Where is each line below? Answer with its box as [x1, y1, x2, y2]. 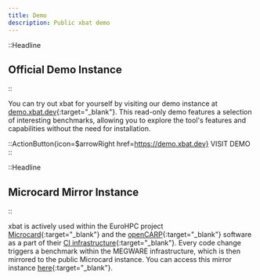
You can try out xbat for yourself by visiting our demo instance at [8, 99, 218, 108]
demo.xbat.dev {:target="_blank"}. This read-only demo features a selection [8, 107, 252, 117]
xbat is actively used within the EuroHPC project [8, 221, 164, 231]
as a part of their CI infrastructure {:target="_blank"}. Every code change [8, 238, 241, 248]
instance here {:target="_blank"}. [8, 264, 114, 273]
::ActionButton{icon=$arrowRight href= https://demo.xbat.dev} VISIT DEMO [8, 139, 251, 149]
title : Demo [8, 11, 47, 20]
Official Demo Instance [8, 63, 123, 76]
